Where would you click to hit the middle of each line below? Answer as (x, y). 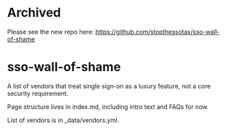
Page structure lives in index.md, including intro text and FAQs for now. (108, 107)
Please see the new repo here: (51, 32)
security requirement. (38, 93)
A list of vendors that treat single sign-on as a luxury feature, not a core (109, 86)
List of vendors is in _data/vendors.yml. (63, 120)
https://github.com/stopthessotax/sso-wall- (157, 32)
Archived (34, 13)
